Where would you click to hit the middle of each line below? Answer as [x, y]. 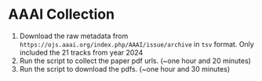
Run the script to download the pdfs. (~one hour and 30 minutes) [125, 69]
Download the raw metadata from [74, 36]
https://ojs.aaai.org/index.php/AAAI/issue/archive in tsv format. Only [137, 44]
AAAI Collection [62, 14]
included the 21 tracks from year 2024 [81, 52]
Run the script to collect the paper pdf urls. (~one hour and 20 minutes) [135, 61]
